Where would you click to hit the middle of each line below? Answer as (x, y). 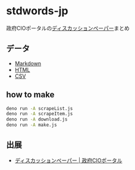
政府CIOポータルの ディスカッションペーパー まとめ (68, 28)
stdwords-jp (37, 11)
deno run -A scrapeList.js (40, 108)
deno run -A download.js (37, 119)
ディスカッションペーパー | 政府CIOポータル (68, 160)
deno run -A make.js (32, 125)
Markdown (28, 63)
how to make (30, 95)
